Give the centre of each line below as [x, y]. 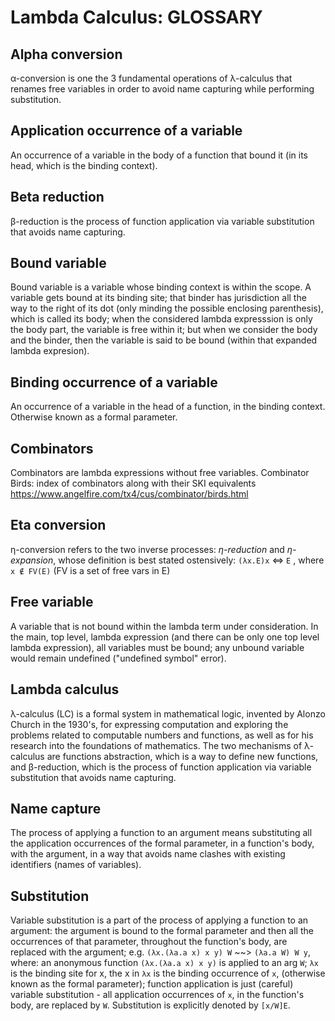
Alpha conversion [66, 54]
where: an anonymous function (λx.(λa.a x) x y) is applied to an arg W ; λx [164, 963]
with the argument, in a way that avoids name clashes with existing [148, 854]
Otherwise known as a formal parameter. [94, 417]
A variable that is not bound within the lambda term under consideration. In [164, 626]
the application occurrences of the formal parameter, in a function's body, [162, 843]
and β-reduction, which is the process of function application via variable [161, 767]
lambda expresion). [50, 351]
